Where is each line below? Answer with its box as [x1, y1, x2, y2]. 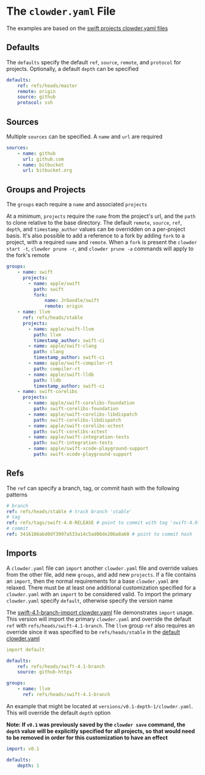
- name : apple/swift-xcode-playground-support [28, 446, 149, 452]
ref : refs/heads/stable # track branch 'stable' [6, 508, 132, 515]
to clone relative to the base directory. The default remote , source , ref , [6, 219, 182, 227]
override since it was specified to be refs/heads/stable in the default [6, 628, 180, 635]
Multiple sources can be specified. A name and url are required [6, 133, 163, 140]
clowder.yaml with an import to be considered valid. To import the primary [6, 590, 192, 597]
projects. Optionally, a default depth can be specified [6, 65, 139, 72]
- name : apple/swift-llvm [28, 326, 95, 332]
